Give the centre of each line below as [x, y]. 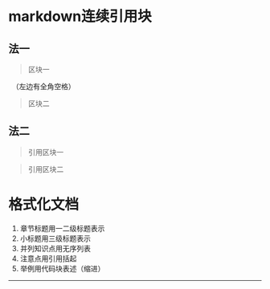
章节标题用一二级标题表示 [62, 228]
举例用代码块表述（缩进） [62, 268]
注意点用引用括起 [48, 258]
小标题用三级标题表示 [55, 238]
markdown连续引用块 [80, 16]
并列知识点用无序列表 [55, 248]
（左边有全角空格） [45, 86]
